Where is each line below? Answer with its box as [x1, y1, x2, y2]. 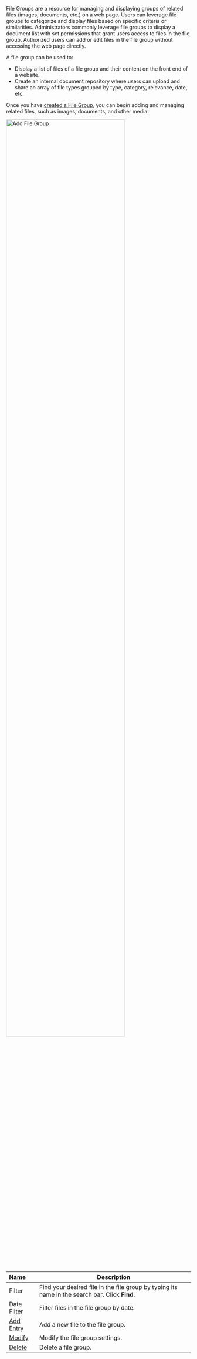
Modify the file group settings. [39, 1334, 122, 1342]
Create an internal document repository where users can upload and [14, 78, 181, 85]
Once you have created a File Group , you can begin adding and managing [6, 102, 185, 108]
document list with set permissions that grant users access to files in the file [6, 30, 190, 37]
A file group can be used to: [6, 54, 73, 61]
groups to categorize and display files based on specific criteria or [6, 18, 167, 24]
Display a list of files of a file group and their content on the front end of [14, 65, 188, 72]
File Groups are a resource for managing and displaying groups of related [6, 5, 184, 12]
